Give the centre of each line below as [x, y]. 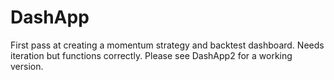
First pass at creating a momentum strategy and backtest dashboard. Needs [167, 45]
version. [27, 66]
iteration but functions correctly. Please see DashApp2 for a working [151, 55]
